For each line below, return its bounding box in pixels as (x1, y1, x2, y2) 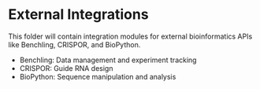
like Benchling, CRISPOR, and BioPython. (8, 39, 141, 49)
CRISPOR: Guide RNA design (19, 63, 113, 72)
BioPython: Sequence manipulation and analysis (19, 72, 176, 81)
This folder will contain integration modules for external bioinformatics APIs (8, 32, 253, 41)
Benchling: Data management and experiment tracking (19, 55, 197, 65)
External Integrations (8, 6, 149, 24)
